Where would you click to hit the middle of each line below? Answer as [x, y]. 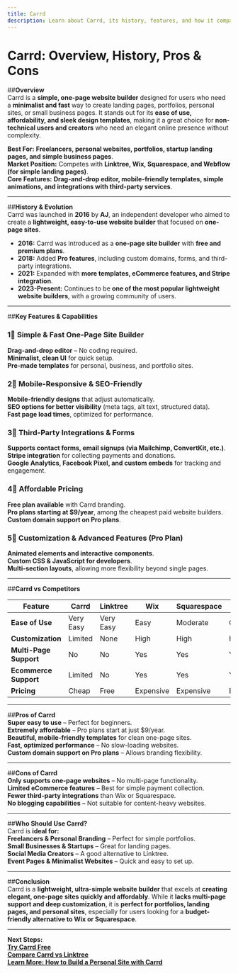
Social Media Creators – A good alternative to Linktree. [88, 853]
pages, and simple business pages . [60, 157]
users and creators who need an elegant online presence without [132, 128]
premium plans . [41, 251]
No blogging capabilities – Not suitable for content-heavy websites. [107, 803]
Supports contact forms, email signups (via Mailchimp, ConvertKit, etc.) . [117, 448]
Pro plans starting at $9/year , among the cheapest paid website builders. [115, 512]
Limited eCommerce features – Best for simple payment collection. [106, 788]
